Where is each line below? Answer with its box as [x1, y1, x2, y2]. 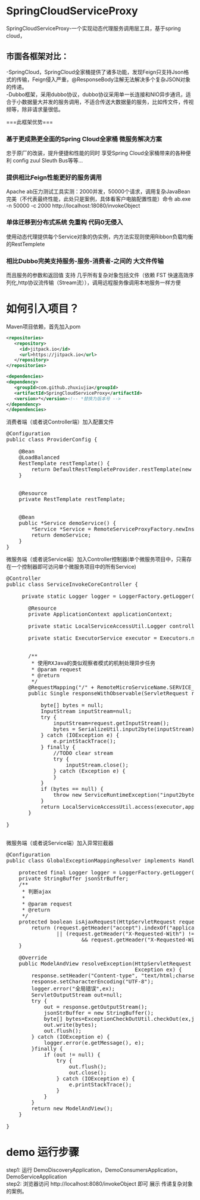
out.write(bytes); [43, 1021, 98, 1029]
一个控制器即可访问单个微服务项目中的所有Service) [11, 563, 137, 570]
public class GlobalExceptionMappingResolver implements [6, 857, 176, 864]
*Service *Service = [31, 526, 91, 533]
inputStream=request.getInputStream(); [53, 720, 170, 727]
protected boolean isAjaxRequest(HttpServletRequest [18, 919, 176, 925]
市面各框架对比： [6, 51, 69, 62]
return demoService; [31, 532, 91, 539]
